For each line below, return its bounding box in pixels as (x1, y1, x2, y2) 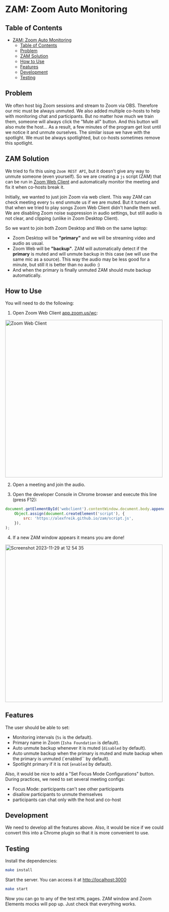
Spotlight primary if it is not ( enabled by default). (12, 761, 113, 767)
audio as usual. (12, 240, 44, 246)
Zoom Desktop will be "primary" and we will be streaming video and (12, 234, 155, 240)
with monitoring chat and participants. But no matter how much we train (5, 113, 154, 119)
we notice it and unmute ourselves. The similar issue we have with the (5, 129, 150, 135)
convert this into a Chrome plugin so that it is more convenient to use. (5, 830, 149, 836)
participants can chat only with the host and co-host (12, 797, 121, 803)
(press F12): (12, 497, 38, 503)
